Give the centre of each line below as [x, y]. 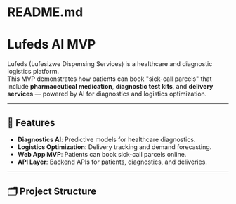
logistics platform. [33, 72]
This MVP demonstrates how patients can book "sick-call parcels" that [110, 79]
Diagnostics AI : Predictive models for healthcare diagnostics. [106, 139]
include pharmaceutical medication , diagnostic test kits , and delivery [110, 87]
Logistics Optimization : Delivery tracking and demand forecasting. [114, 147]
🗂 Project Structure [52, 192]
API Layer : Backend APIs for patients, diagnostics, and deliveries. [112, 162]
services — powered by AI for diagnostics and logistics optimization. [107, 94]
